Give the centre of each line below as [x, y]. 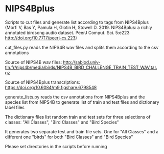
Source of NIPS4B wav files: [34, 62]
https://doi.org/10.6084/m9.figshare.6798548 [51, 87]
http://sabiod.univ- [82, 62]
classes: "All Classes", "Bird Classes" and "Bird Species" [62, 122]
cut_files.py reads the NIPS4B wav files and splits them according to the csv [82, 47]
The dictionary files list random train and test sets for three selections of [78, 117]
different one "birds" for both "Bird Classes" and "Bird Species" [69, 137]
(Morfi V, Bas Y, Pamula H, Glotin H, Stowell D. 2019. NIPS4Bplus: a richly [79, 27]
